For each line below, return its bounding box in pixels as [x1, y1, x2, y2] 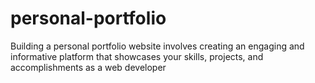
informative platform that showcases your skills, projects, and [10, 50, 264, 62]
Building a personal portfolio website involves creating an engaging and [10, 40, 305, 52]
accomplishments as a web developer [10, 61, 167, 73]
